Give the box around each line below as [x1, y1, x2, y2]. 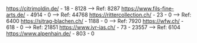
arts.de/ [6, 11, 25, 18]
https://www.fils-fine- [121, 5, 175, 12]
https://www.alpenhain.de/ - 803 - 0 [6, 30, 95, 37]
